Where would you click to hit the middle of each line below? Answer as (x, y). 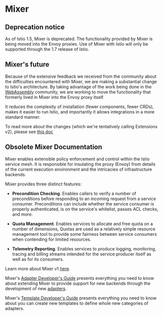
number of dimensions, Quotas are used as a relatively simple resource (84, 229)
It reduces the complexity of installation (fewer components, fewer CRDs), (80, 107)
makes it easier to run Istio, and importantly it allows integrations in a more (80, 112)
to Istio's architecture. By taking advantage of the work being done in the (78, 87)
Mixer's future (27, 65)
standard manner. (23, 117)
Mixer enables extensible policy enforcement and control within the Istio (77, 159)
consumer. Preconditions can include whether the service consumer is (83, 203)
